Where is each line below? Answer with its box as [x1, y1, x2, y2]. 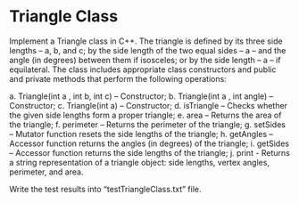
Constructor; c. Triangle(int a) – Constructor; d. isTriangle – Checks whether [9, 100, 288, 110]
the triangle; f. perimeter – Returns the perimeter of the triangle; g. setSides [9, 118, 286, 130]
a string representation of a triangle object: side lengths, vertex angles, [9, 157, 270, 167]
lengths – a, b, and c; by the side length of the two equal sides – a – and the [9, 45, 287, 55]
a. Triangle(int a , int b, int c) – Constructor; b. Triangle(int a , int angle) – [9, 91, 274, 101]
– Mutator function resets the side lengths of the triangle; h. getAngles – [9, 128, 274, 139]
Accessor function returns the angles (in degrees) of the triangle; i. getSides [9, 138, 290, 149]
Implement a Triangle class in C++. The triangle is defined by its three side [9, 36, 283, 46]
